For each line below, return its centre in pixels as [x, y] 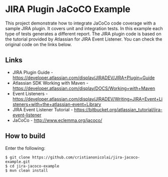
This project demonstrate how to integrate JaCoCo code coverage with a [80, 23]
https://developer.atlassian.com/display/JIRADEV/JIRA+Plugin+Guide [83, 77]
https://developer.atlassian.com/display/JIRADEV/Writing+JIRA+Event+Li [88, 99]
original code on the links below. [39, 44]
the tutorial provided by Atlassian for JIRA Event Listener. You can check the [84, 39]
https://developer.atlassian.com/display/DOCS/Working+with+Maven [84, 88]
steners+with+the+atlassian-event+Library [57, 104]
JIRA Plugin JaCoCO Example [68, 9]
